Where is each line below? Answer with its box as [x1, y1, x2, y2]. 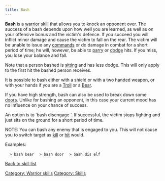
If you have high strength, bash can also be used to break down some [5, 91, 147, 97]
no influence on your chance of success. [5, 102, 88, 108]
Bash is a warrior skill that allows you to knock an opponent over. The [5, 21, 146, 27]
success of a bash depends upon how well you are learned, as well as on [5, 26, 154, 32]
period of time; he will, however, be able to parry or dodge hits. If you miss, [5, 47, 158, 53]
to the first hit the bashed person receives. [5, 67, 92, 73]
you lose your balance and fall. [5, 52, 67, 58]
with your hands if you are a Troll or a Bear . [5, 82, 93, 88]
